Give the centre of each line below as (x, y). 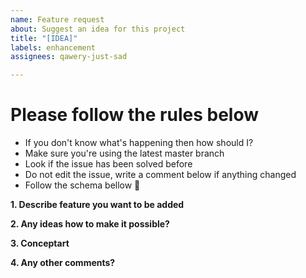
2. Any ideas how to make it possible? (90, 224)
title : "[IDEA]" (44, 38)
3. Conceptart (40, 243)
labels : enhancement (53, 47)
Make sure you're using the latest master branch (124, 153)
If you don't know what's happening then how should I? (139, 143)
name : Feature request (57, 19)
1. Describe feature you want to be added (97, 205)
